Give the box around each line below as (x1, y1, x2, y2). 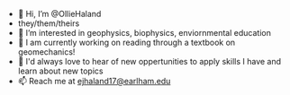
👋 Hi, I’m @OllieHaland (17, 9, 102, 19)
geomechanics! (17, 47, 76, 57)
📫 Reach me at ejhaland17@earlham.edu (17, 76, 171, 86)
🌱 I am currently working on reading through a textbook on (17, 37, 236, 47)
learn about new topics (17, 65, 104, 76)
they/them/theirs (17, 18, 80, 29)
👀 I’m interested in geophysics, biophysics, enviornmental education (17, 28, 272, 38)
